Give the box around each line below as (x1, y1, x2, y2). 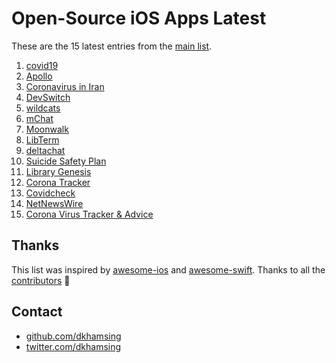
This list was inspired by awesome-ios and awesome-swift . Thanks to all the (11, 263, 326, 276)
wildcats (25, 102, 61, 114)
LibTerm (25, 133, 60, 146)
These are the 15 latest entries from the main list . (11, 40, 213, 52)
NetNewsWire (25, 197, 84, 209)
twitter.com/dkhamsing (25, 340, 122, 352)
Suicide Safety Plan (25, 155, 107, 167)
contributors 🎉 (11, 274, 71, 286)
